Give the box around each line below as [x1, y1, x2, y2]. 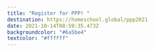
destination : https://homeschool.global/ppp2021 [7, 16, 148, 23]
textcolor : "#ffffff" [7, 35, 69, 42]
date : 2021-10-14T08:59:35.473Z [7, 22, 99, 29]
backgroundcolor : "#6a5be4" [7, 28, 87, 36]
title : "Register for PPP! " [7, 9, 90, 17]
